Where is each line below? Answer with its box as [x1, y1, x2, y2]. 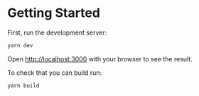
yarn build [7, 82, 40, 89]
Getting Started [7, 5, 101, 21]
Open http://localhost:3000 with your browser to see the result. [7, 54, 193, 63]
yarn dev [7, 42, 33, 49]
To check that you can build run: [7, 68, 102, 77]
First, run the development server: [7, 28, 107, 37]
